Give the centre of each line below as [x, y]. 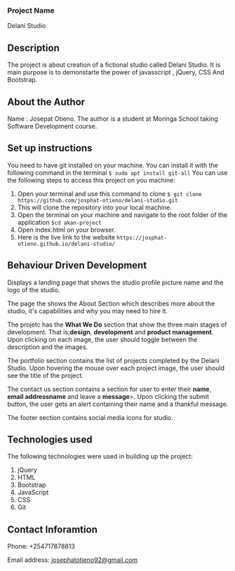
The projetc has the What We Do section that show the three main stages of [117, 324]
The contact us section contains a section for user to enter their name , [109, 389]
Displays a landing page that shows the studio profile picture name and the [115, 282]
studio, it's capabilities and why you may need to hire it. [88, 310]
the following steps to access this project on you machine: [91, 180]
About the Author [46, 101]
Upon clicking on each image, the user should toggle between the [102, 339]
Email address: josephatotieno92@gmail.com [73, 560]
